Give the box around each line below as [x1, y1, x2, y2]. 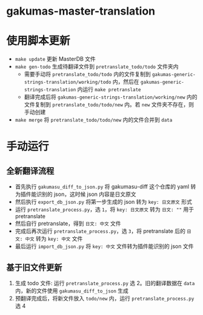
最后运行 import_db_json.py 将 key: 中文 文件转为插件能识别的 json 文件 [15, 243, 194, 250]
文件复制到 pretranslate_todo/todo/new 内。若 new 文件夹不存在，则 [24, 101, 194, 108]
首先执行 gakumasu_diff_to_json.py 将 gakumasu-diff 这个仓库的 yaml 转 [15, 183, 196, 190]
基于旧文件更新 [6, 262, 62, 272]
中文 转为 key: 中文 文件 [25, 235, 83, 243]
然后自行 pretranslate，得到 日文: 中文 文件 [15, 220, 121, 227]
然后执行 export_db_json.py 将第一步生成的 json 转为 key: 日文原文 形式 [15, 198, 192, 206]
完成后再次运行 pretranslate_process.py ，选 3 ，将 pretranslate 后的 [15, 227, 186, 235]
